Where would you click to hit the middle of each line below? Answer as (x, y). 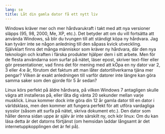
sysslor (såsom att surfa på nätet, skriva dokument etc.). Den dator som (78, 110)
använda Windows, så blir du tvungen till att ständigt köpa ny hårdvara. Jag (82, 39)
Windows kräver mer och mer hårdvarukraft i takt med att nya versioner (78, 28)
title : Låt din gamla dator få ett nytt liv (51, 14)
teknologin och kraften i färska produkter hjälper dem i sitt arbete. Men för (80, 54)
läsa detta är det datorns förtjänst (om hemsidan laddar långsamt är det (78, 121)
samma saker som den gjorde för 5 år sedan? (51, 80)
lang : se (14, 10)
